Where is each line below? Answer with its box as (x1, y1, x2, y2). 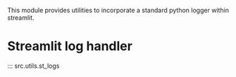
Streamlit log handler (7, 38, 132, 54)
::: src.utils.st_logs (7, 61, 60, 70)
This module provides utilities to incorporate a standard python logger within (7, 6, 230, 14)
